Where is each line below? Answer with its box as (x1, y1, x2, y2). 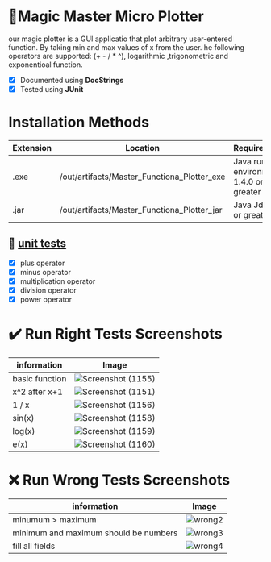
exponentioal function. (8, 60, 83, 69)
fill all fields (12, 540, 56, 552)
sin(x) (12, 413, 35, 424)
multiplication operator (19, 276, 96, 285)
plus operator (19, 258, 65, 268)
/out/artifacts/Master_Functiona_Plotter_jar (59, 205, 223, 215)
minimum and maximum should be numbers (12, 527, 178, 539)
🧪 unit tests (8, 237, 67, 251)
